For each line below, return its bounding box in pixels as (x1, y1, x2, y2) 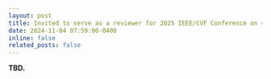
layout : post (8, 11, 52, 20)
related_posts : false (8, 41, 81, 49)
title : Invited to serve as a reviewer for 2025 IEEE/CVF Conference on (8, 19, 258, 27)
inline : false (8, 34, 56, 42)
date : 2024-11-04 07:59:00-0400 (8, 26, 117, 34)
